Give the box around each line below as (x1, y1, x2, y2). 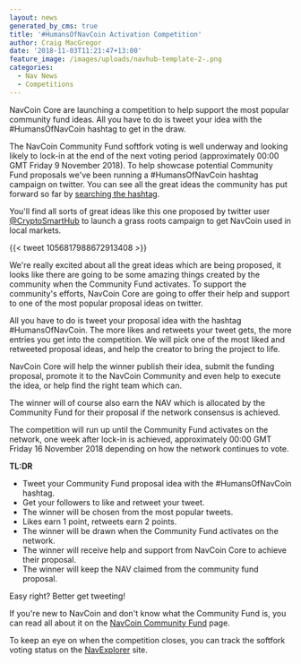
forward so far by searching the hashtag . (9, 188, 160, 199)
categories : (9, 64, 54, 73)
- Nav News (17, 72, 58, 81)
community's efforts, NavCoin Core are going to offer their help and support (9, 288, 290, 298)
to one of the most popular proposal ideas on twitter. (9, 298, 203, 308)
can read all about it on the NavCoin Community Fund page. (9, 617, 230, 628)
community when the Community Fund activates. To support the (9, 279, 247, 289)
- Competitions (17, 80, 74, 89)
